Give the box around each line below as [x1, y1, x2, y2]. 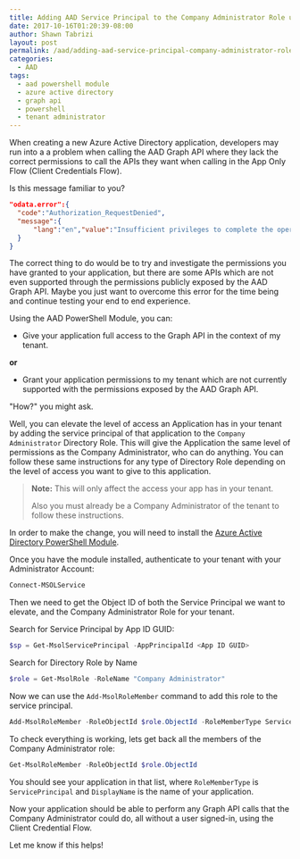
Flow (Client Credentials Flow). [9, 166, 122, 177]
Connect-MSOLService [9, 581, 87, 590]
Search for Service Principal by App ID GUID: [9, 624, 175, 635]
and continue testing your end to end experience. [9, 296, 191, 306]
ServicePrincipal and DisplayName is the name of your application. [9, 786, 254, 796]
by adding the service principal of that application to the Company [9, 428, 246, 438]
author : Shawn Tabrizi [9, 29, 94, 38]
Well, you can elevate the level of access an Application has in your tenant [9, 419, 282, 429]
